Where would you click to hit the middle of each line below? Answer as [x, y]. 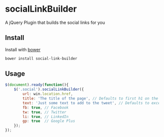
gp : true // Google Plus [49, 121]
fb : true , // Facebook [46, 108]
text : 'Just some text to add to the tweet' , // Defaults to [86, 103]
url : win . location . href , [48, 94]
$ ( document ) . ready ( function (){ [37, 85]
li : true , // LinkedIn [46, 117]
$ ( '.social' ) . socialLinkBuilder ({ [49, 89]
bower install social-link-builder [41, 59]
